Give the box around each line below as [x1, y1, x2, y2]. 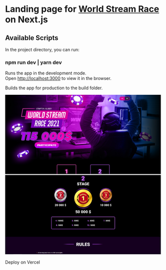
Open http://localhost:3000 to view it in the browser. [5, 76, 112, 81]
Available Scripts [5, 34, 58, 42]
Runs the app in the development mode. [5, 70, 86, 76]
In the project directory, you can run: [5, 47, 80, 52]
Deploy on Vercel [5, 259, 41, 265]
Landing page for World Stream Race [5, 3, 160, 15]
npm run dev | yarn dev [5, 59, 62, 66]
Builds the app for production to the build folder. [5, 85, 103, 91]
